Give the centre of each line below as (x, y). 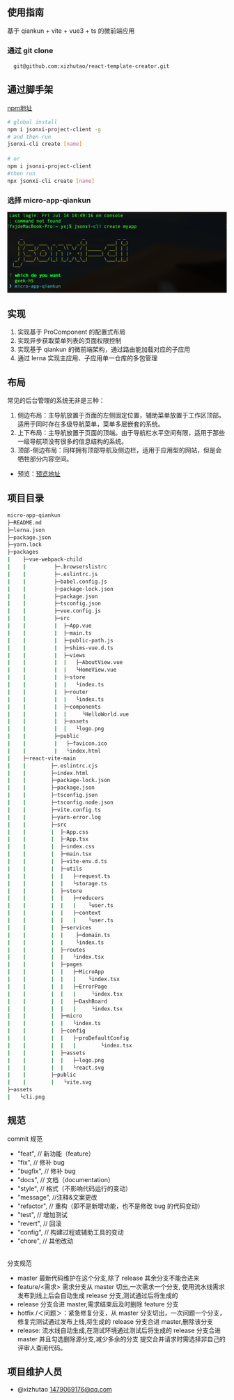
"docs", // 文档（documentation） (65, 1179)
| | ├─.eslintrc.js (53, 574)
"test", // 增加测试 (42, 1214)
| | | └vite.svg (49, 1082)
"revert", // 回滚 (39, 1223)
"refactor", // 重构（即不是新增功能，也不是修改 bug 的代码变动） (110, 1206)
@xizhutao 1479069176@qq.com (65, 1389)
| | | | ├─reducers (56, 898)
